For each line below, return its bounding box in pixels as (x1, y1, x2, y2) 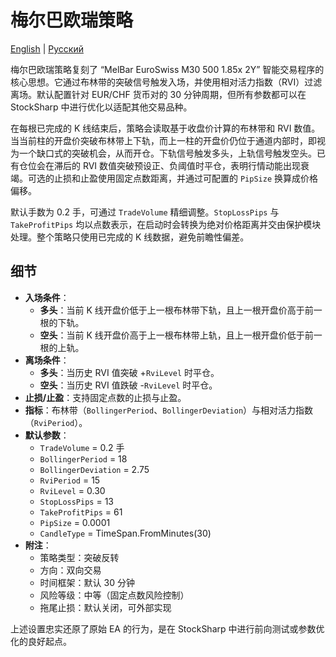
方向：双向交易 (39, 564, 102, 576)
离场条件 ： (24, 354, 70, 366)
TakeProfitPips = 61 (39, 506, 123, 518)
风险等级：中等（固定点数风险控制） (39, 589, 190, 601)
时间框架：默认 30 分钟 (39, 576, 135, 588)
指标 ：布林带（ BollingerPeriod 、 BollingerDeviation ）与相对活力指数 (24, 404, 314, 416)
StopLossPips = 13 (39, 495, 114, 507)
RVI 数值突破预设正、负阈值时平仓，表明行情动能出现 (82, 159, 302, 171)
